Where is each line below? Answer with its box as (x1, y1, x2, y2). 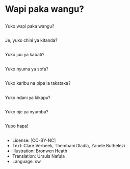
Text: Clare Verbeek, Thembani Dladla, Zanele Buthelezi (12, 142, 125, 148)
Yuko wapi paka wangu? (5, 23, 54, 29)
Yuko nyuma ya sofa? (5, 66, 49, 72)
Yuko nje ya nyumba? (5, 108, 49, 114)
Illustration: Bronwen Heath (12, 148, 68, 154)
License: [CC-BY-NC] (12, 137, 56, 143)
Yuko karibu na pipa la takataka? (5, 80, 71, 86)
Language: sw (12, 158, 41, 164)
